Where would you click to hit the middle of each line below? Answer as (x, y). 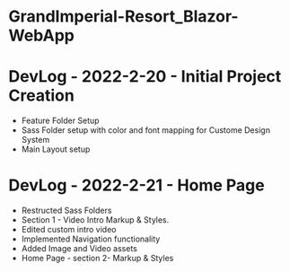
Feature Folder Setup (60, 121)
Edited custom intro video (69, 230)
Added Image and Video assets (79, 249)
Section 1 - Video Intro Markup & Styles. (95, 220)
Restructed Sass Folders (66, 211)
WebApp (42, 35)
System (35, 140)
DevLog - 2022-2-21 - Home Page (137, 185)
